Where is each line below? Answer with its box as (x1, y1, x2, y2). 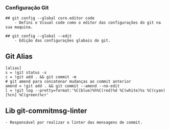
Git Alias (5, 52, 33, 60)
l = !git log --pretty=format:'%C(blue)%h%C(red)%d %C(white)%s (5, 88, 145, 93)
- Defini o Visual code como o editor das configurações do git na (14, 20, 161, 26)
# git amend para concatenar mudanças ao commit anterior (5, 79, 131, 84)
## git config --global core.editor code (5, 16, 95, 21)
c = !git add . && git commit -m (5, 75, 77, 80)
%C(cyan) (147, 88, 166, 93)
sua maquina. (5, 25, 33, 30)
